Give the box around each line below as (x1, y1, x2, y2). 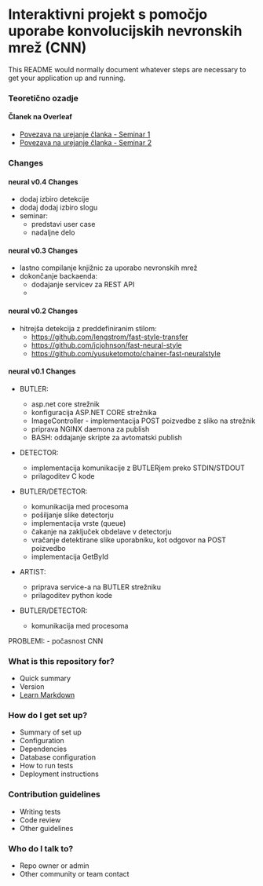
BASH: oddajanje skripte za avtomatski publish (31, 432, 183, 442)
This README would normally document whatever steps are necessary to (8, 64, 247, 74)
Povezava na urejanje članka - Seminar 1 (19, 129, 151, 139)
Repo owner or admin (19, 861, 89, 870)
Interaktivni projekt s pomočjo (8, 5, 208, 24)
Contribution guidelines (8, 789, 100, 800)
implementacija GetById (31, 552, 108, 561)
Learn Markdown (19, 691, 75, 700)
